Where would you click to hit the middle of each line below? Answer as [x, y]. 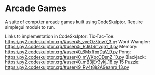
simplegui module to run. [30, 27]
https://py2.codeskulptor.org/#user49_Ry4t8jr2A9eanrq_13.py [67, 67]
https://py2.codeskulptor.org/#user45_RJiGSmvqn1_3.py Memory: [71, 46]
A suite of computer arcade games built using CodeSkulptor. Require [74, 22]
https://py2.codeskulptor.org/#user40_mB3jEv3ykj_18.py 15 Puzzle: [72, 62]
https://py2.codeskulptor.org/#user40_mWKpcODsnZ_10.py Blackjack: [76, 57]
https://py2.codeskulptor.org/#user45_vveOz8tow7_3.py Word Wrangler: [77, 41]
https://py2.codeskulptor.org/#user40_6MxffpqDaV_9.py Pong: [68, 52]
